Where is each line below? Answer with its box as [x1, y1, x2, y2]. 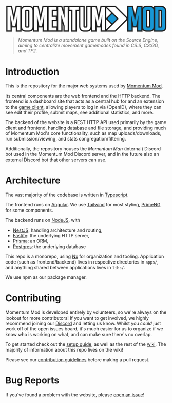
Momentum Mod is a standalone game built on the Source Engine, [17, 37, 159, 43]
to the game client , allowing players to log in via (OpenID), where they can [5, 104, 162, 110]
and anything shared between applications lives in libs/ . [5, 265, 126, 271]
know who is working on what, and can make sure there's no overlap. [5, 331, 152, 338]
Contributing [5, 292, 61, 304]
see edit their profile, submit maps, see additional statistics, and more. [5, 109, 154, 116]
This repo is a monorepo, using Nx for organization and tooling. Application [5, 253, 164, 260]
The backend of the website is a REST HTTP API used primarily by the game [5, 119, 167, 126]
